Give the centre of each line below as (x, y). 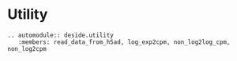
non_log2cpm (27, 48)
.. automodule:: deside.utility (60, 35)
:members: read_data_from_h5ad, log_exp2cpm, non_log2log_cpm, (124, 42)
